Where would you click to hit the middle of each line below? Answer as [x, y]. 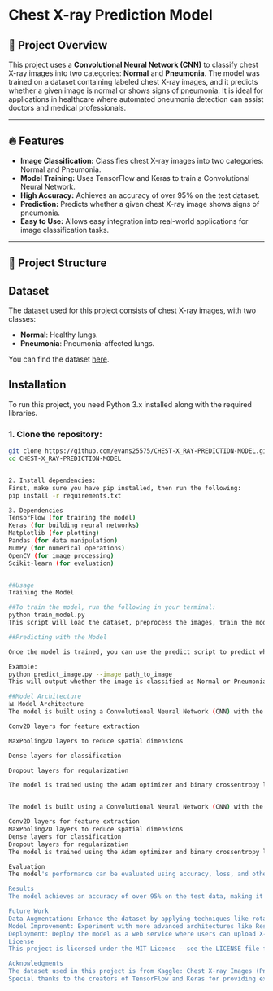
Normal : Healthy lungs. [59, 335]
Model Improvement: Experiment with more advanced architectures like [130, 926]
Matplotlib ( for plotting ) [54, 533]
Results [22, 889]
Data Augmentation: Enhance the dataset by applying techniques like [129, 919]
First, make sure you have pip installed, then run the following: [125, 488]
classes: [22, 319]
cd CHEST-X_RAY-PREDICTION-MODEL [65, 458]
